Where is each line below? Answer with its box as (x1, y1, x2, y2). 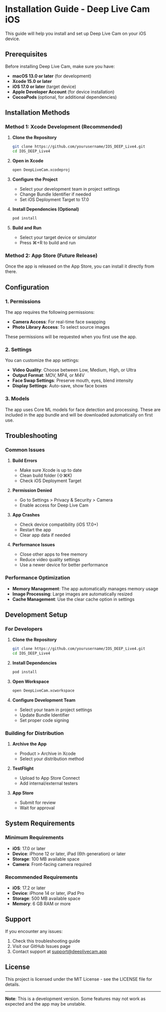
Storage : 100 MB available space (12, 856, 80, 862)
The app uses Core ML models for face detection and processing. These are (5, 406, 161, 413)
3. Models (5, 395, 30, 402)
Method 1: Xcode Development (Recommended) (5, 123, 123, 130)
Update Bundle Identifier (19, 712, 70, 718)
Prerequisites (5, 50, 47, 59)
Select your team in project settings (19, 707, 92, 713)
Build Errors (12, 458, 38, 464)
